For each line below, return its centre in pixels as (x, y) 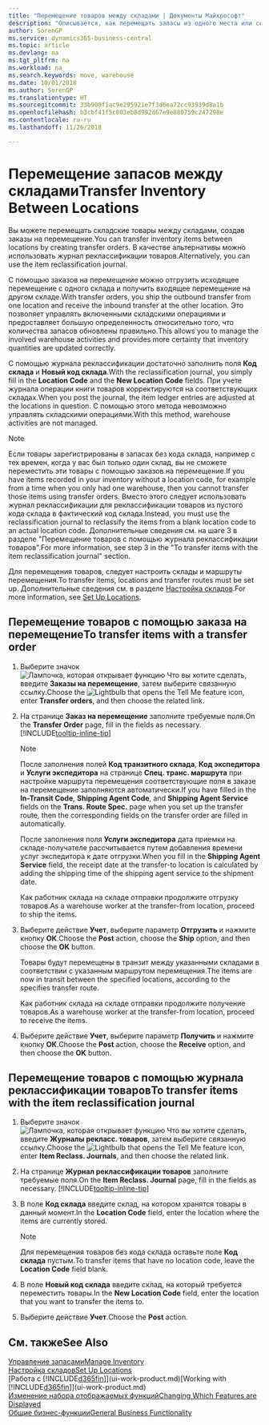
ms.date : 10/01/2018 (43, 82)
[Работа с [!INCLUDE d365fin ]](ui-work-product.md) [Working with (117, 1379)
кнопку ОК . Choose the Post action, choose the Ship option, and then (135, 938)
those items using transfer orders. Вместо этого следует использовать (127, 496)
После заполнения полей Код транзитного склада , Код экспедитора (140, 764)
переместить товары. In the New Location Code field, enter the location (139, 1293)
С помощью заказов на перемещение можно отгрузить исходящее (124, 279)
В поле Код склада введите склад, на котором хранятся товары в (133, 1204)
